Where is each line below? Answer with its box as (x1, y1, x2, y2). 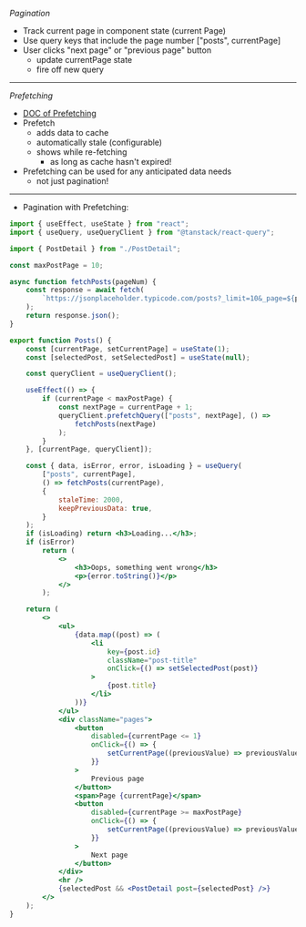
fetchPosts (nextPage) (74, 419, 157, 429)
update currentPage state (36, 55, 133, 65)
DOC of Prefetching (22, 108, 97, 118)
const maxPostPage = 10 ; (9, 260, 104, 270)
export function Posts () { (9, 336, 112, 345)
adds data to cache (36, 127, 109, 138)
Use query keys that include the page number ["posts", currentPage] (22, 36, 281, 46)
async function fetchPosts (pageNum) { (9, 277, 157, 286)
